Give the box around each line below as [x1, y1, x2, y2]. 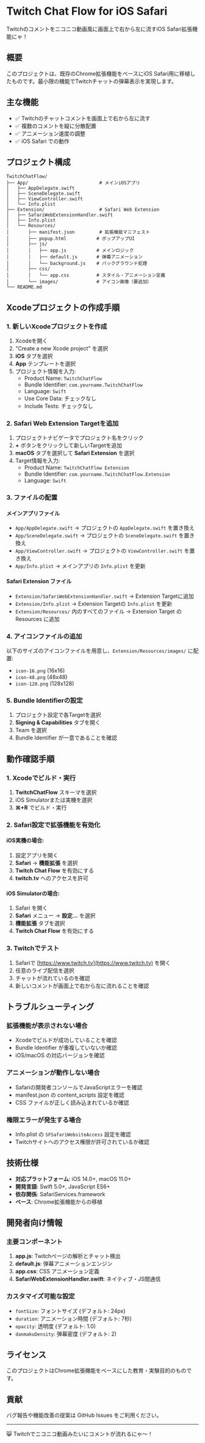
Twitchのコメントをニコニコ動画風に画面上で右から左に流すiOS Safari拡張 [6, 25, 193, 32]
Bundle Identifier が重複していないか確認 [15, 1044, 117, 1052]
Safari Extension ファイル [6, 578, 72, 585]
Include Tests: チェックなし [24, 402, 93, 410]
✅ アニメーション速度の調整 [15, 129, 86, 137]
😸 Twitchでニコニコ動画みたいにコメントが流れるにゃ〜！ [6, 1430, 154, 1438]
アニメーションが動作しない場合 [6, 1069, 100, 1077]
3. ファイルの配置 [6, 493, 58, 502]
